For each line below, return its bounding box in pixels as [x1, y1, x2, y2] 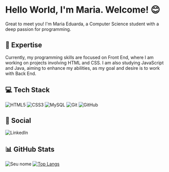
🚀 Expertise [5, 41, 43, 50]
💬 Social [5, 116, 31, 125]
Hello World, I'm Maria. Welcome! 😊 [5, 4, 160, 16]
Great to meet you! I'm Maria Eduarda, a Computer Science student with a [5, 21, 159, 27]
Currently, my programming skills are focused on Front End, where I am [5, 54, 154, 60]
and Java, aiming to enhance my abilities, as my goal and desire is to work [5, 65, 160, 71]
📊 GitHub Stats [5, 145, 55, 153]
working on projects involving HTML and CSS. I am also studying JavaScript [5, 60, 164, 66]
